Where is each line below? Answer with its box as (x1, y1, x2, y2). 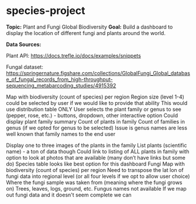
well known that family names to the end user (6, 130, 116, 138)
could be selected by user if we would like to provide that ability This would (6, 99, 188, 106)
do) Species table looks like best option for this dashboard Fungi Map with (6, 160, 185, 167)
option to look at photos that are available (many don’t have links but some (6, 154, 185, 161)
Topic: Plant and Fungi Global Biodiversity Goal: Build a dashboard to (6, 23, 173, 30)
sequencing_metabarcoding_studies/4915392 (6, 82, 116, 89)
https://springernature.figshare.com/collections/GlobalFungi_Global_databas (6, 69, 190, 76)
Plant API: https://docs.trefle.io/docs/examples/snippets (6, 52, 142, 59)
